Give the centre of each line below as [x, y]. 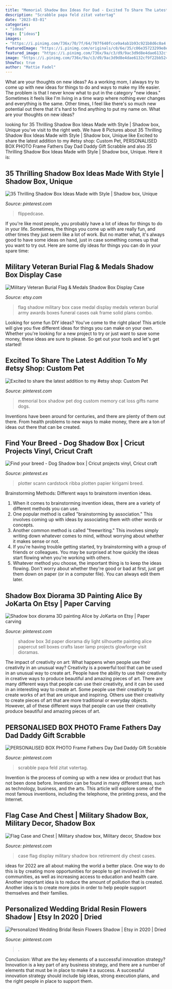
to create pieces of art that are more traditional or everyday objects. [77, 700]
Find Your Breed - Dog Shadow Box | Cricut [75, 443]
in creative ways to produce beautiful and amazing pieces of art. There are [84, 679]
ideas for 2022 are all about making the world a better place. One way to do [85, 865]
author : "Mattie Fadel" [31, 67]
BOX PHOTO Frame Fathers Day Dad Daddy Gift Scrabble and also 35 [79, 146]
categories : [18, 24]
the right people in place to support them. [49, 981]
